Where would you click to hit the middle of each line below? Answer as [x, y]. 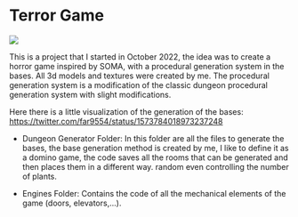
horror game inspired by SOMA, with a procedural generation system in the [147, 66]
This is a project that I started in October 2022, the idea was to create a [140, 56]
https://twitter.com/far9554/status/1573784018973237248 [116, 121]
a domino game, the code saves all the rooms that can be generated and [155, 157]
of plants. [40, 176]
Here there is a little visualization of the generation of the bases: [126, 111]
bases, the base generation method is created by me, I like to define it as [155, 148]
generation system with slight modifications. [90, 94]
